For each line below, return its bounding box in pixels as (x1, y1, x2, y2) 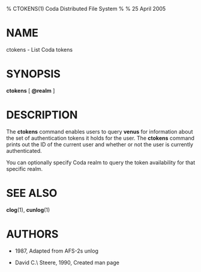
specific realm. (6, 165, 43, 172)
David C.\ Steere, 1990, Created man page (14, 259, 120, 266)
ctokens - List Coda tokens (6, 46, 73, 53)
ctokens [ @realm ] (6, 87, 55, 94)
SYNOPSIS (6, 67, 61, 81)
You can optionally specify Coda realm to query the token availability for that (6, 159, 196, 166)
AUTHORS (6, 227, 59, 241)
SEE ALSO (6, 187, 58, 200)
